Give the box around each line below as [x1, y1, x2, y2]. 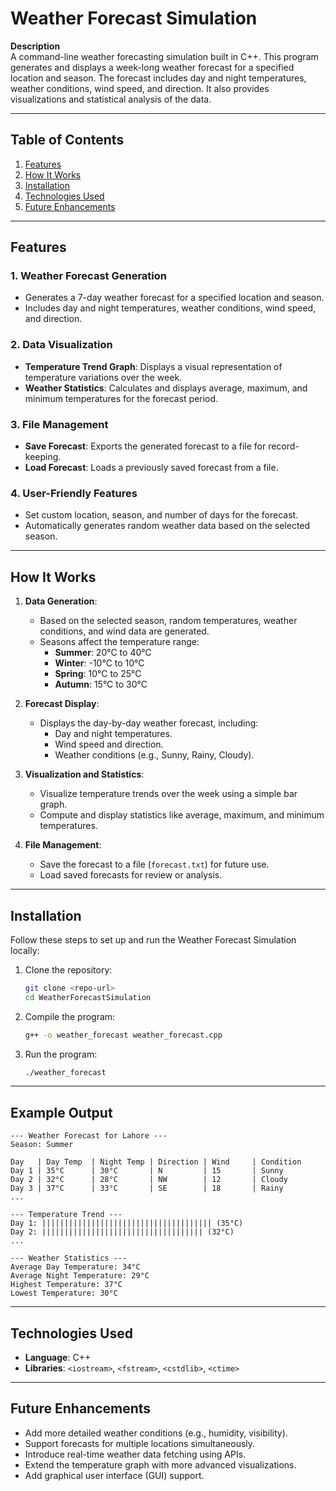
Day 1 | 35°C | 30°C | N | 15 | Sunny [10, 1166, 284, 1176]
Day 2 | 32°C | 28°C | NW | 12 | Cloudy [10, 1175, 288, 1185]
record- [268, 440, 300, 452]
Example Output [10, 1104, 113, 1121]
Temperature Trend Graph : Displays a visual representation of [24, 360, 283, 372]
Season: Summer [10, 1140, 74, 1150]
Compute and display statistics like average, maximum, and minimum [39, 809, 325, 821]
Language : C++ [24, 1352, 92, 1364]
